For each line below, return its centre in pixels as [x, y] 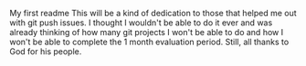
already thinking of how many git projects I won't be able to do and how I [147, 32]
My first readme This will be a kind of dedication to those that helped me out [153, 13]
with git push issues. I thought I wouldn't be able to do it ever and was [141, 23]
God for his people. [46, 52]
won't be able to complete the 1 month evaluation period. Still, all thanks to [149, 42]
